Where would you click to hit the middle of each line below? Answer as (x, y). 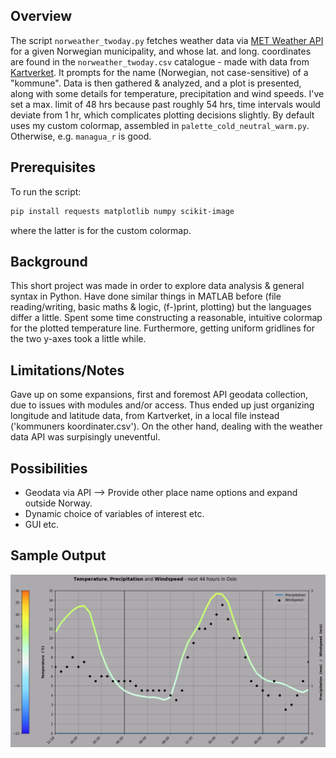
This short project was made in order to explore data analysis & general (157, 286)
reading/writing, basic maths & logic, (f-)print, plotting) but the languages (161, 307)
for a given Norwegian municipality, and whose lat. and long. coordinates (161, 51)
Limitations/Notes (67, 370)
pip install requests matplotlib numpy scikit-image (122, 211)
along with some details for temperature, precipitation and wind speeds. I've (167, 93)
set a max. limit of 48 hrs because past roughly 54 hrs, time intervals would (165, 104)
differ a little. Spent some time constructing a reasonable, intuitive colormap (166, 318)
